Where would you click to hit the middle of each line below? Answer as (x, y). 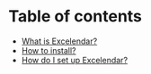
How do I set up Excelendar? (74, 60)
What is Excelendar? (59, 41)
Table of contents (75, 16)
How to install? (49, 50)
